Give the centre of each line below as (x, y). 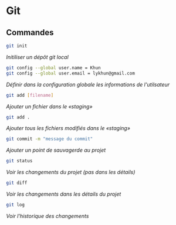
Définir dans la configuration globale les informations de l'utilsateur (88, 84)
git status (19, 161)
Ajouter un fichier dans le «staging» (49, 106)
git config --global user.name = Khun (53, 68)
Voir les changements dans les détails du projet (64, 194)
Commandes (30, 33)
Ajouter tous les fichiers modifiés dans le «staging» (68, 128)
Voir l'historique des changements (48, 216)
